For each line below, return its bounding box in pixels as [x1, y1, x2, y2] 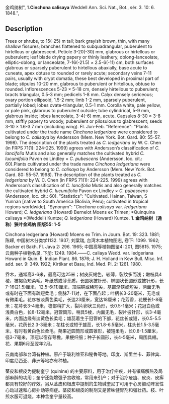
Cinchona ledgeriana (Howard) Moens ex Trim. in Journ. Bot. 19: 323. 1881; [5, 231, 160, 237]
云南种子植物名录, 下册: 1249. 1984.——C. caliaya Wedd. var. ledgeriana [5, 250, 154, 256]
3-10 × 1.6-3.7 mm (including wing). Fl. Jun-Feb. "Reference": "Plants [5, 123, 149, 129]
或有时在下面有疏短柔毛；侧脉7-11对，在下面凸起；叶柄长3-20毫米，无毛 [5, 290, 156, 296]
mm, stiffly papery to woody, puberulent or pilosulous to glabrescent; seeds [5, 118, 162, 124]
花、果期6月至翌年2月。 [5, 340, 55, 346]
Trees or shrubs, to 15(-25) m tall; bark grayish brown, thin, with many [5, 38, 150, 44]
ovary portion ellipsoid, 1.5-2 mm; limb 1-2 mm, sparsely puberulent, [5, 97, 146, 103]
